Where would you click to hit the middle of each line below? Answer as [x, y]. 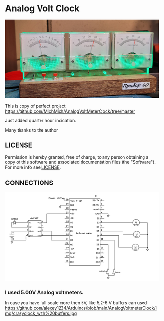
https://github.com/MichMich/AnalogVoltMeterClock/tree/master [70, 111]
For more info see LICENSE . [33, 167]
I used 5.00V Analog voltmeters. [44, 293]
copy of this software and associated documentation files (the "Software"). [81, 162]
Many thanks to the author [31, 130]
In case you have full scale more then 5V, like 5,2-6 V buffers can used [76, 303]
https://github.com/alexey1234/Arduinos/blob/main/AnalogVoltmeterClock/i [81, 308]
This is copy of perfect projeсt [35, 106]
